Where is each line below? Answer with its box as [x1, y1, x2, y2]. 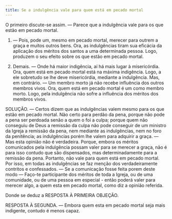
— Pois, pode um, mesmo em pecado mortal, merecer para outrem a [12, 37, 158, 43]
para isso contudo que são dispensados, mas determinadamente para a [5, 149, 158, 155]
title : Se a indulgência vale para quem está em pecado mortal [5, 7, 144, 13]
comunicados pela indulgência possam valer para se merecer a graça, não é [5, 144, 167, 150]
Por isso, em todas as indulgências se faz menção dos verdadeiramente [5, 160, 158, 167]
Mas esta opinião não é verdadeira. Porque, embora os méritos [5, 138, 139, 145]
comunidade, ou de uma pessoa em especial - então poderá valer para [5, 176, 156, 183]
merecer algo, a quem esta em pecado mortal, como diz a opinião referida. [5, 182, 164, 188]
